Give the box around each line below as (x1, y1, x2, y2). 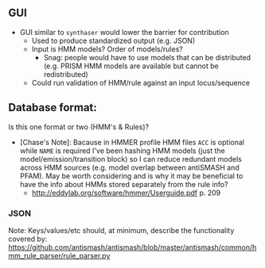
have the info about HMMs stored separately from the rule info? (19, 179, 228, 189)
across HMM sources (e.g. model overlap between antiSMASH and (19, 163, 240, 172)
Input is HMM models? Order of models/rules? (31, 44, 183, 54)
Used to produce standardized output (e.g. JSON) (31, 36, 196, 45)
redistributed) (43, 69, 89, 78)
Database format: (8, 101, 97, 114)
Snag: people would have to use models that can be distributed (43, 52, 251, 62)
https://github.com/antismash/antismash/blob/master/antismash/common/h (8, 242, 257, 252)
